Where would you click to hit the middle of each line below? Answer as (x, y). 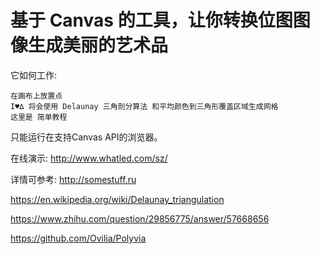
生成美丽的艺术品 (98, 45)
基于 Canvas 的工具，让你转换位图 (151, 20)
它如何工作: (34, 75)
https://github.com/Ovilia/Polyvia (78, 238)
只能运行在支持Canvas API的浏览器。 (86, 137)
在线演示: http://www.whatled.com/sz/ (89, 158)
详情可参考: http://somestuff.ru (73, 179)
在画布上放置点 (36, 96)
